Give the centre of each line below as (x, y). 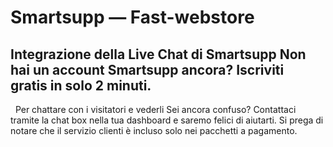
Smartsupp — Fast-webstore (132, 17)
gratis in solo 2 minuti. (81, 85)
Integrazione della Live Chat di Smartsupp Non (158, 54)
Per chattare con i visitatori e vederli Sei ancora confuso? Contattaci (155, 109)
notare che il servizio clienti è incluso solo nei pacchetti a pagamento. (154, 130)
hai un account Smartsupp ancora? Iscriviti (147, 69)
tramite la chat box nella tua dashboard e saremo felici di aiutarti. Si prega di (167, 120)
